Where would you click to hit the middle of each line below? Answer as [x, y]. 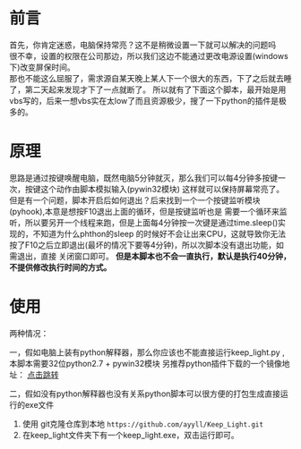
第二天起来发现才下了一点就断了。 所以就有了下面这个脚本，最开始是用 [155, 89]
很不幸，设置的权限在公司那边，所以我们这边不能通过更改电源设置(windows [149, 55]
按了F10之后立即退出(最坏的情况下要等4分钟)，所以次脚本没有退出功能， [143, 245]
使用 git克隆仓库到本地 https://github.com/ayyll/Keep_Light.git [143, 424]
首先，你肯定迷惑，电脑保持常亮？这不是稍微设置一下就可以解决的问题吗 [142, 45]
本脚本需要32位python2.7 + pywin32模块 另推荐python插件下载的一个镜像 [146, 363]
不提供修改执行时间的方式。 [60, 267]
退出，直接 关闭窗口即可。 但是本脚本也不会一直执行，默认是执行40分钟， [154, 256]
